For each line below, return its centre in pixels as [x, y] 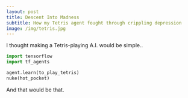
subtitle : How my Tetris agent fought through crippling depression [94, 23]
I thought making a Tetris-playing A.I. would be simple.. [75, 45]
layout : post [23, 12]
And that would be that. [35, 90]
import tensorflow [29, 56]
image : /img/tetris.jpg [36, 28]
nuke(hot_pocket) [28, 78]
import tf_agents [28, 62]
